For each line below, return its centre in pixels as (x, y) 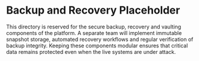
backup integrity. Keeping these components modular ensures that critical (97, 46)
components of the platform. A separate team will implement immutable (94, 33)
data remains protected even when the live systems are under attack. (91, 52)
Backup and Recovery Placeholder (93, 10)
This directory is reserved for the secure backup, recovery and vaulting (94, 27)
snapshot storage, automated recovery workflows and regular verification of (100, 39)
